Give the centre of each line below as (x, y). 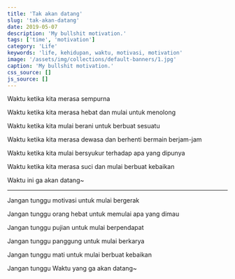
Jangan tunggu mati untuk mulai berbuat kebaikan (80, 255)
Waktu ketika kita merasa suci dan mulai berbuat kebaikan (91, 167)
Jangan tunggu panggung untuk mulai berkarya (76, 241)
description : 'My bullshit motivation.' (67, 33)
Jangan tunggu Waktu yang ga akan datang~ (72, 268)
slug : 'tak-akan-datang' (43, 20)
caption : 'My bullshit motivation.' (60, 66)
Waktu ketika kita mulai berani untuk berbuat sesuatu (84, 126)
